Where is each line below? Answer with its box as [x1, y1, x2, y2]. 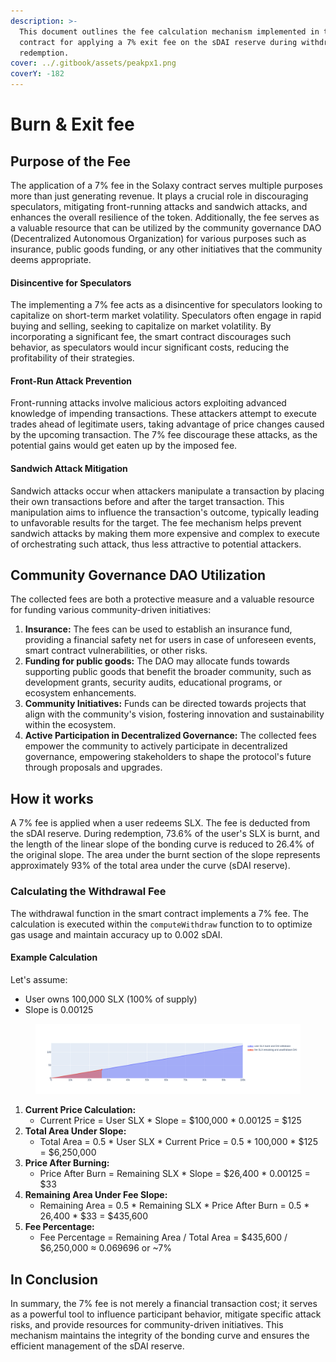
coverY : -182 [10, 69, 65, 79]
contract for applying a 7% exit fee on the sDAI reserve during [19, 37, 298, 47]
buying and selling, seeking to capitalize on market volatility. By [10, 320, 272, 332]
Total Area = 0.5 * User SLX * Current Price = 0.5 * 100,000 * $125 [39, 1136, 318, 1148]
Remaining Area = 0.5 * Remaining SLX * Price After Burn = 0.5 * [39, 1200, 310, 1212]
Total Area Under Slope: [24, 1125, 127, 1137]
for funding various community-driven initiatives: [10, 604, 212, 616]
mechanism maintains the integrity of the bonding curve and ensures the [10, 1330, 310, 1342]
